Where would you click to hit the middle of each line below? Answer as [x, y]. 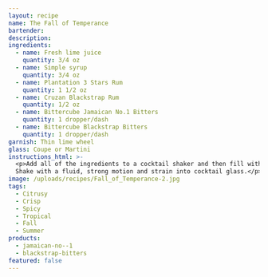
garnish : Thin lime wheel [51, 142]
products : [25, 239]
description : [30, 38]
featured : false [35, 260]
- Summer [30, 231]
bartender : [26, 30]
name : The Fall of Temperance [59, 23]
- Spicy [28, 208]
